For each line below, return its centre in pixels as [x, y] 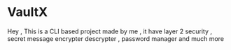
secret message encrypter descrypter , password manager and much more [115, 38]
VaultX [27, 12]
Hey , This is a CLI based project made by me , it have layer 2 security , [110, 31]
